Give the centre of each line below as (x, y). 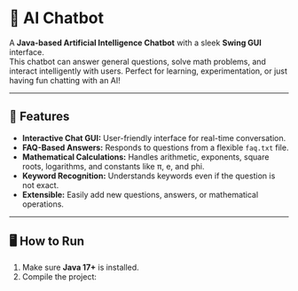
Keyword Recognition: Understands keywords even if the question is (149, 176)
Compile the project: (59, 276)
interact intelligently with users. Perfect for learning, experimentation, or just (149, 71)
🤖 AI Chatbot (57, 18)
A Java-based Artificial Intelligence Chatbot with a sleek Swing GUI (135, 43)
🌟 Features (39, 117)
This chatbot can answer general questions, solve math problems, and (137, 61)
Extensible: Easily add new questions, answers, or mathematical (140, 194)
